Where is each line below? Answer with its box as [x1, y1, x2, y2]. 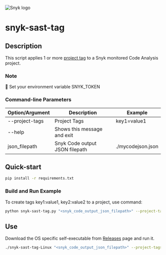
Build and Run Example [5, 188, 62, 194]
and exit [54, 131, 73, 138]
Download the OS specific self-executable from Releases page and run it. [5, 236, 155, 242]
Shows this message [54, 126, 103, 132]
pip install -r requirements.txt [5, 176, 74, 181]
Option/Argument [7, 109, 50, 116]
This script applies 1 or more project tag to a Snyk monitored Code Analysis [5, 55, 159, 61]
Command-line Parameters [5, 96, 72, 103]
